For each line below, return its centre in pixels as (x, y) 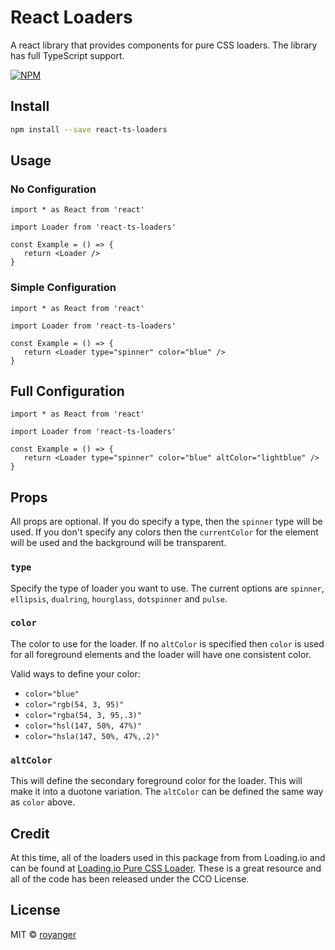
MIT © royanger (43, 934)
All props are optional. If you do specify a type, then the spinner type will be (166, 522)
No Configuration (53, 189)
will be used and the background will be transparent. (118, 543)
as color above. (43, 802)
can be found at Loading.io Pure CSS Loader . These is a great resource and (166, 868)
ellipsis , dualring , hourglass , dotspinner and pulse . (119, 598)
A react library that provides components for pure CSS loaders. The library (164, 45)
